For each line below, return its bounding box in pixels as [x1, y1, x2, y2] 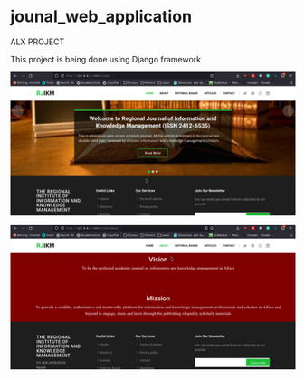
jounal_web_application [10, 6, 193, 27]
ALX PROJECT [10, 36, 65, 47]
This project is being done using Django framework [10, 53, 202, 64]
